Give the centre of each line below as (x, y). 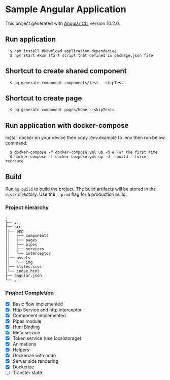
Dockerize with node (34, 356)
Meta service (26, 332)
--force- (139, 157)
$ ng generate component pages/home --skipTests (62, 110)
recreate (14, 161)
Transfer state (27, 373)
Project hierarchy (27, 208)
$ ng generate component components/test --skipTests (68, 83)
